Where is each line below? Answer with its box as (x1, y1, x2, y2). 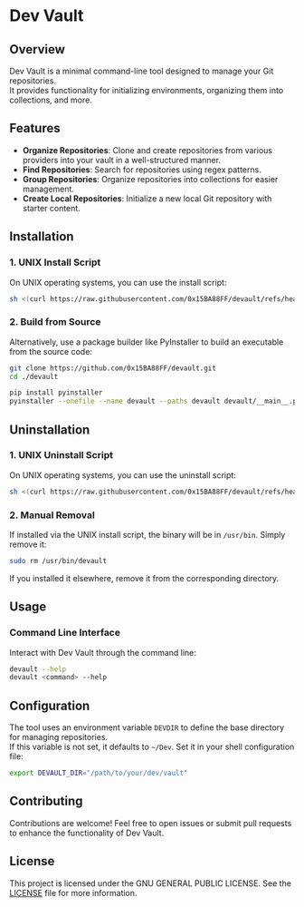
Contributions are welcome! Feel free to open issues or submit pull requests (9, 817, 292, 828)
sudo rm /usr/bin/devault (9, 557, 107, 566)
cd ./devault (9, 372, 59, 381)
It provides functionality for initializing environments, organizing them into (9, 85, 284, 95)
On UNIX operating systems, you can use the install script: (9, 277, 227, 288)
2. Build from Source (9, 316, 101, 328)
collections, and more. (9, 94, 92, 105)
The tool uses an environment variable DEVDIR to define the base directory (9, 722, 285, 733)
